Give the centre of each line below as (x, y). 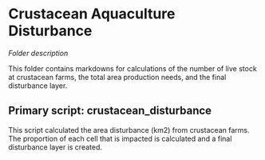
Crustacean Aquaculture (92, 14)
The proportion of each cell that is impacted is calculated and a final (120, 138)
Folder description (38, 53)
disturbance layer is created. (55, 147)
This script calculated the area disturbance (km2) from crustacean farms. (129, 130)
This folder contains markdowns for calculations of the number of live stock (132, 68)
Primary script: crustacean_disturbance (110, 111)
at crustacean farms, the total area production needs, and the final (117, 77)
